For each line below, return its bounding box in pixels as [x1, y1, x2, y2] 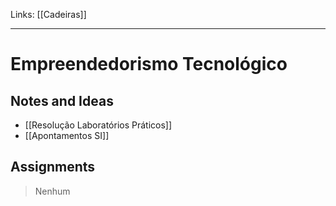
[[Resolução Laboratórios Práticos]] [24, 119, 173, 131]
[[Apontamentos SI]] [24, 130, 110, 141]
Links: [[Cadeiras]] [10, 9, 87, 20]
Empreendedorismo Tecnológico [10, 53, 288, 76]
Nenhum [34, 185, 71, 197]
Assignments [10, 159, 96, 176]
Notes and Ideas [10, 92, 114, 109]
